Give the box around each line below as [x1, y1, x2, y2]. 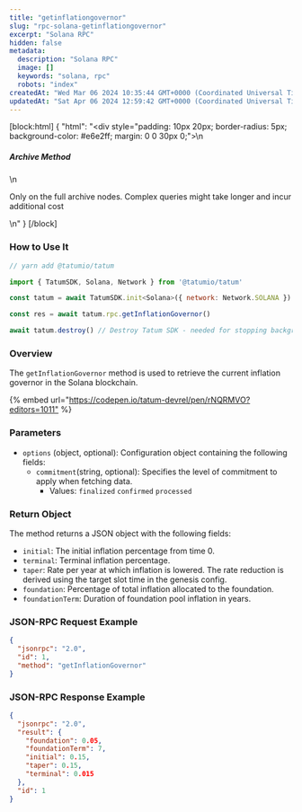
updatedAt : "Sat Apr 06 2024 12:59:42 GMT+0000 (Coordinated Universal [9, 96, 283, 106]
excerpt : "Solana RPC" [9, 30, 94, 39]
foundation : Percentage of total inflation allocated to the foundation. [22, 583, 274, 594]
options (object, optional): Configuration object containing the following [22, 446, 288, 458]
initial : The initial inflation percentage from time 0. [22, 545, 216, 556]
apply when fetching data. [35, 475, 133, 486]
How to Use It [9, 241, 69, 253]
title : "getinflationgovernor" [9, 13, 127, 22]
